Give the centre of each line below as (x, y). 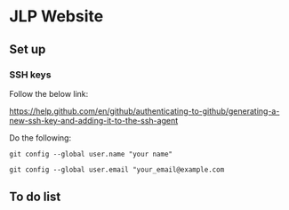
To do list (35, 197)
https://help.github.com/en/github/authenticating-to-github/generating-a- (144, 111)
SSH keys (30, 75)
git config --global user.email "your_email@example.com (117, 170)
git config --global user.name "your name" (91, 154)
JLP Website (56, 16)
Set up (28, 49)
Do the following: (40, 137)
